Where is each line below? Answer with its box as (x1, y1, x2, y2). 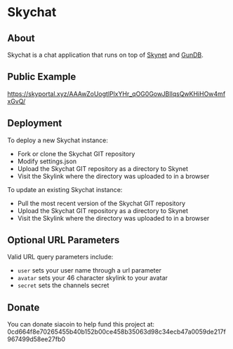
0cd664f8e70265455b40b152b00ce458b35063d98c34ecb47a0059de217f (7, 327, 226, 336)
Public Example (7, 71, 76, 83)
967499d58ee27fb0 (7, 335, 65, 343)
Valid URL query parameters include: (7, 253, 114, 261)
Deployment (7, 117, 62, 130)
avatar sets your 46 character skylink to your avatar (17, 274, 168, 282)
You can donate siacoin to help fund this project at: (7, 320, 155, 329)
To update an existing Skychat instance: (7, 185, 123, 193)
